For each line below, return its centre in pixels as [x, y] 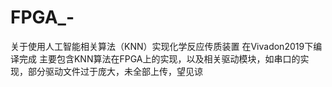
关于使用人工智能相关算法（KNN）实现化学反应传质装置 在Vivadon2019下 [162, 46]
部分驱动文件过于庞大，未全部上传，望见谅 [115, 71]
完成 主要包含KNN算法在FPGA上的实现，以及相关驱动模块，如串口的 [159, 58]
